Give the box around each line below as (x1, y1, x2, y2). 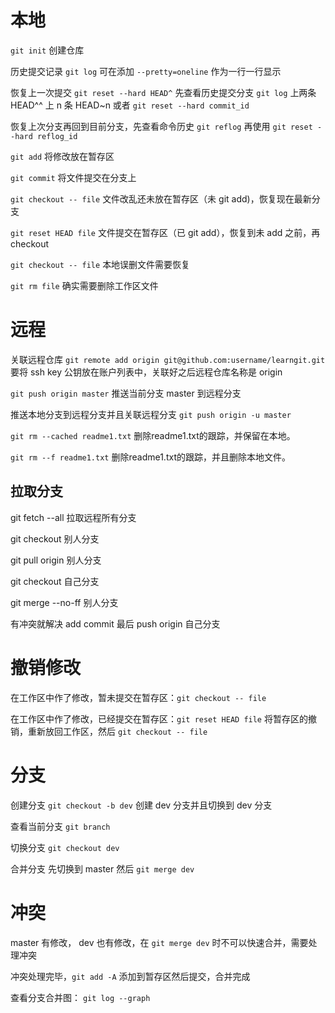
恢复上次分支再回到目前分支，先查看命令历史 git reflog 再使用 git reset (10, 120, 313, 132)
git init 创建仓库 (10, 44, 85, 56)
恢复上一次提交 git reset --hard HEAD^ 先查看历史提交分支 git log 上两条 (10, 86, 317, 98)
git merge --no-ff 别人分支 (10, 596, 119, 608)
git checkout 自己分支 (10, 575, 100, 587)
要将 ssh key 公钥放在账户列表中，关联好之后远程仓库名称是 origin (10, 366, 283, 378)
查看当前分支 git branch (10, 820, 111, 832)
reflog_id (36, 131, 78, 141)
